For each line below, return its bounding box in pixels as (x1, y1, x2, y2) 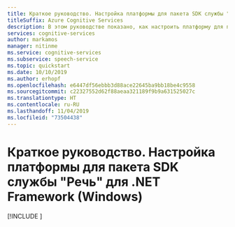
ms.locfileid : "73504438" (7, 114, 83, 121)
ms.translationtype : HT (7, 95, 77, 102)
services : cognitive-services (7, 29, 96, 37)
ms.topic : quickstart (7, 62, 71, 69)
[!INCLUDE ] (7, 212, 43, 220)
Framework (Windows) (7, 189, 143, 205)
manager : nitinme (7, 43, 58, 50)
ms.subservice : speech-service (7, 56, 99, 63)
